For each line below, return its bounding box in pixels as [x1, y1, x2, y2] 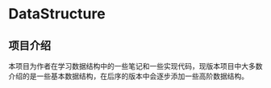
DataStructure [8, 5, 106, 23]
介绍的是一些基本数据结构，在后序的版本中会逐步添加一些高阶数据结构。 [8, 71, 248, 81]
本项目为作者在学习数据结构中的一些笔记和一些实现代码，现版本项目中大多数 [8, 62, 263, 70]
